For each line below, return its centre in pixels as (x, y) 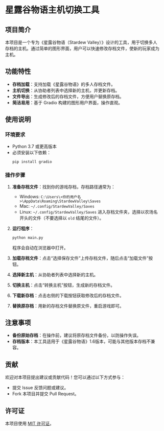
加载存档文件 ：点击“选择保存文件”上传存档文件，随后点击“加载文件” (80, 258)
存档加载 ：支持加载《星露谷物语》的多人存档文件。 (64, 84)
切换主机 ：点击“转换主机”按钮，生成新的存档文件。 (63, 285)
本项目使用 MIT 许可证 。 (30, 423)
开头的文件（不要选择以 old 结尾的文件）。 (61, 218)
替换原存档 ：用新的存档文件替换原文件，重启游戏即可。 (68, 306)
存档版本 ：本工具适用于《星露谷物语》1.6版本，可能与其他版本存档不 (81, 341)
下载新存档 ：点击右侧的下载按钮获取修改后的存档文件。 (68, 295)
